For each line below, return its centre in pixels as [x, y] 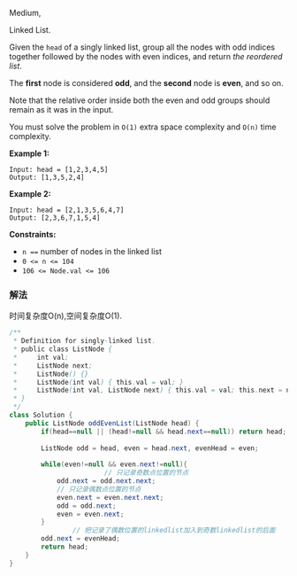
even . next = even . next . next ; [110, 497]
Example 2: [30, 194]
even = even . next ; [90, 514]
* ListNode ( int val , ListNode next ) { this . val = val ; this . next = [148, 390]
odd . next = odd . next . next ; [106, 481]
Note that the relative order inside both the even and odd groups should [140, 100]
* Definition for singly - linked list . [84, 341]
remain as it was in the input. [61, 109]
